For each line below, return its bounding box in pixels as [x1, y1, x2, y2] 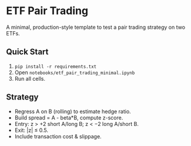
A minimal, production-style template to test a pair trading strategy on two [6, 24, 186, 31]
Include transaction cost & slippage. [14, 132, 102, 140]
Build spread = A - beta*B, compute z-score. [14, 114, 123, 121]
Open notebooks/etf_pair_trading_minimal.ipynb [14, 69, 135, 76]
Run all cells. [14, 75, 46, 82]
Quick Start [6, 47, 49, 57]
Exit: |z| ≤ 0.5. [14, 127, 49, 134]
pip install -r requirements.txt [14, 64, 97, 69]
